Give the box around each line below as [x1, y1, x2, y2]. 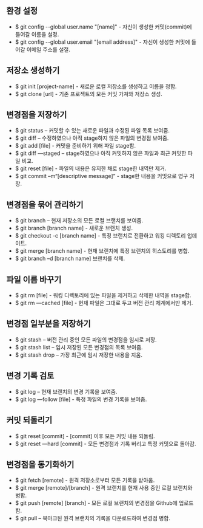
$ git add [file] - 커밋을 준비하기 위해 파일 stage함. [15, 142, 136, 149]
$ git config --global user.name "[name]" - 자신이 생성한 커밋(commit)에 [15, 23, 192, 30]
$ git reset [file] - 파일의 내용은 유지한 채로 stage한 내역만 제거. [15, 165, 167, 172]
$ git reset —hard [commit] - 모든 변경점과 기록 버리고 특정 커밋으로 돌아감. [15, 440, 196, 447]
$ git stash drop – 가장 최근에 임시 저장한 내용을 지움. [15, 351, 143, 358]
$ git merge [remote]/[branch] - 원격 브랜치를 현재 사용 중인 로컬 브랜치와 [15, 484, 193, 492]
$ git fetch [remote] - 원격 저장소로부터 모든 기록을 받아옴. [15, 476, 155, 484]
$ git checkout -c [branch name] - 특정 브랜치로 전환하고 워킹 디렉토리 [15, 232, 186, 239]
